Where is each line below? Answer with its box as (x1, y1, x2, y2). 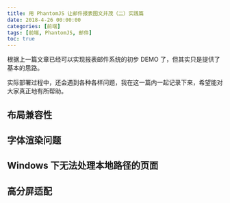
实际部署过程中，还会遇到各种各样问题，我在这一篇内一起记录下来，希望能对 (7, 78, 223, 86)
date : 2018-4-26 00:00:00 (7, 16, 81, 23)
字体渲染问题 (7, 134, 62, 146)
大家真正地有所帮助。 (7, 87, 67, 95)
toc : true (7, 36, 36, 43)
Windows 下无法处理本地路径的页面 (7, 160, 159, 171)
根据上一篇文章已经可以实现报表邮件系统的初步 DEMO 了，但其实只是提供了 (7, 56, 220, 64)
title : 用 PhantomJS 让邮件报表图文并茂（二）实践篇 (7, 10, 144, 17)
